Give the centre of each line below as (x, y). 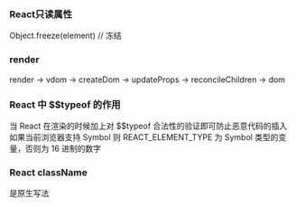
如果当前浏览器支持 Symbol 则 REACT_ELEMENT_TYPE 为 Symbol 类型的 (144, 136)
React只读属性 (41, 14)
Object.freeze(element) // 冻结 (65, 36)
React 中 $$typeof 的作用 (65, 104)
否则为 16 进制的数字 (63, 148)
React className (48, 172)
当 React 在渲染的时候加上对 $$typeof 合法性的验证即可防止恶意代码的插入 (148, 126)
